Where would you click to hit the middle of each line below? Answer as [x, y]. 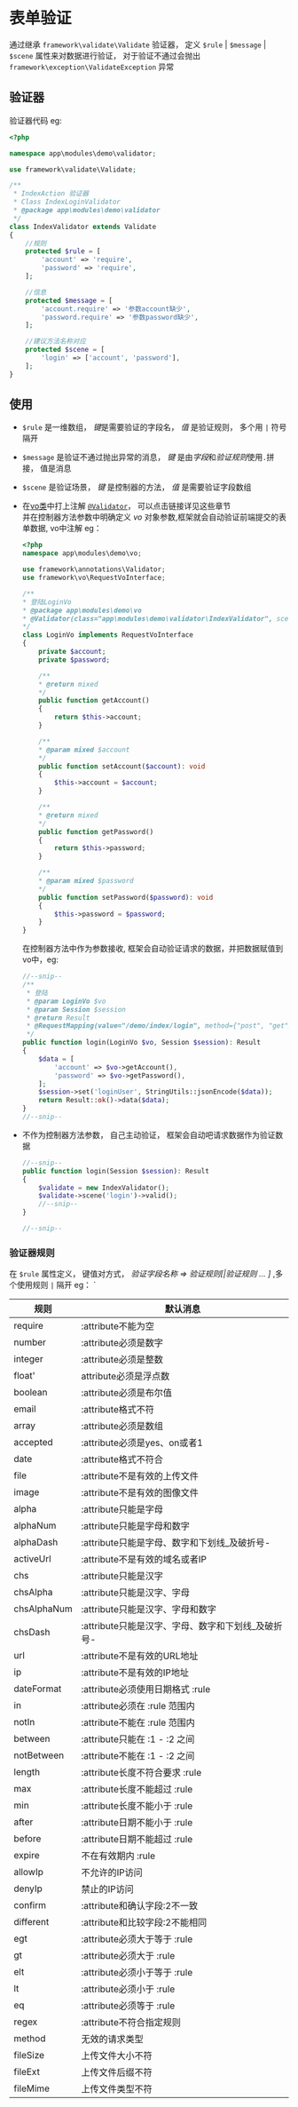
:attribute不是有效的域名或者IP [144, 1560]
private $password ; [74, 660]
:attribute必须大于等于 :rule [137, 1939]
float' [24, 1376]
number [30, 1342]
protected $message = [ [69, 300]
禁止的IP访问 [108, 1889]
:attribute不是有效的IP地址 [135, 1673]
